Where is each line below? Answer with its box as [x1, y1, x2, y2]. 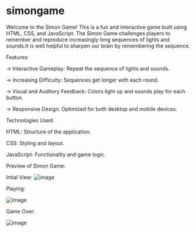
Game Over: [6, 207, 35, 215]
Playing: [6, 185, 26, 192]
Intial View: [6, 173, 33, 180]
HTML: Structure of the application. [6, 128, 92, 135]
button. [6, 94, 23, 101]
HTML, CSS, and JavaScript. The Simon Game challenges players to [6, 29, 171, 36]
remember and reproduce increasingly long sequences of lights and [6, 36, 170, 43]
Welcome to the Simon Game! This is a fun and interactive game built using [6, 23, 187, 31]
